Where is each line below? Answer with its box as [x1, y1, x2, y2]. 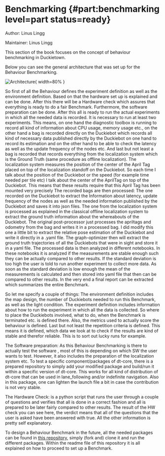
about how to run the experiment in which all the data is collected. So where [5, 306, 160, 313]
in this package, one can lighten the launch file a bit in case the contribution [5, 379, 159, 385]
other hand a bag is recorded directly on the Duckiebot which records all [5, 130, 153, 136]
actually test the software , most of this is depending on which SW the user [5, 348, 158, 354]
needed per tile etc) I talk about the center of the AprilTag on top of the [5, 177, 149, 183]
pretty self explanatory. [5, 420, 53, 426]
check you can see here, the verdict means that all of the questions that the [5, 409, 159, 415]
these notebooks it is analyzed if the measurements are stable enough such [5, 250, 159, 256]
